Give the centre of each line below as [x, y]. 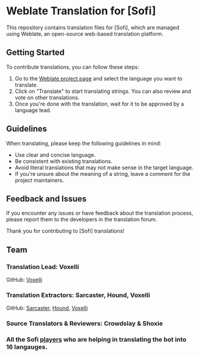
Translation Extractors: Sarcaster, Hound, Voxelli [78, 295]
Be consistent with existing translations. [63, 161]
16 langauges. [27, 347]
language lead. [33, 110]
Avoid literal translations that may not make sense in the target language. [104, 167]
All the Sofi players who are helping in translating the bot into [96, 340]
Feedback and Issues [46, 199]
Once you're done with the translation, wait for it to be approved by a [99, 104]
